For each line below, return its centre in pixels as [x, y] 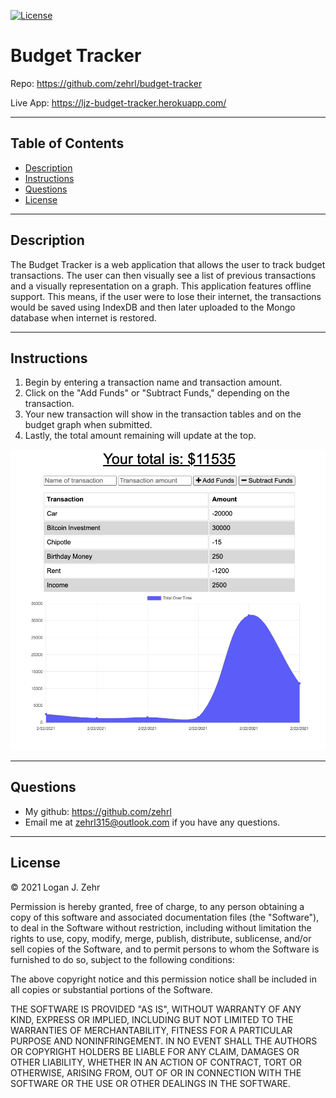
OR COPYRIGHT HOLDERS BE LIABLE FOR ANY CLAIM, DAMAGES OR [155, 1051]
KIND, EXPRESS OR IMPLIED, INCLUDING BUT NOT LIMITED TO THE [152, 1019]
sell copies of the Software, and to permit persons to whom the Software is [165, 949]
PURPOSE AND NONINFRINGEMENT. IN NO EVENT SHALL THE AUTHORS [164, 1041]
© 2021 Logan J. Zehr [55, 887]
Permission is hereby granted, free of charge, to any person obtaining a [157, 906]
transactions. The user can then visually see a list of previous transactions [163, 275]
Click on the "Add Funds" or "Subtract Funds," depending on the [157, 393]
